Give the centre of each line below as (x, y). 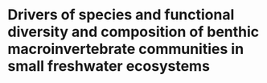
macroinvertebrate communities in (126, 49)
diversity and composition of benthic (133, 32)
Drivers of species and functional (121, 15)
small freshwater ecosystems (109, 66)
